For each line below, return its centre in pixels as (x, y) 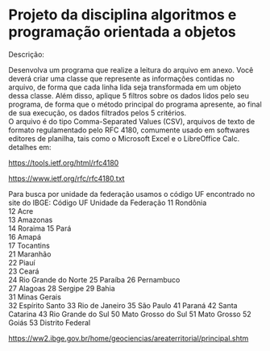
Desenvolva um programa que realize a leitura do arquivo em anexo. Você (131, 69)
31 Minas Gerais (35, 297)
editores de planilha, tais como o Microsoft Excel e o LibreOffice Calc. (124, 138)
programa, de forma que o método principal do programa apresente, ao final (135, 104)
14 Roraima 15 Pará (40, 228)
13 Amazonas (31, 219)
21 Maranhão (30, 254)
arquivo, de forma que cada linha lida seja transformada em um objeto (125, 87)
